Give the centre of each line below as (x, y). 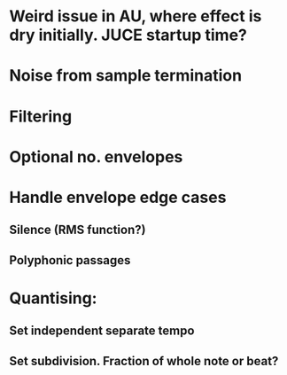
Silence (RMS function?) (78, 230)
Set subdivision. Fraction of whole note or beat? (144, 361)
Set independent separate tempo (102, 331)
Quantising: (53, 298)
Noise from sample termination (125, 76)
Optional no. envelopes (96, 156)
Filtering (41, 116)
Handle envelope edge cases (118, 197)
